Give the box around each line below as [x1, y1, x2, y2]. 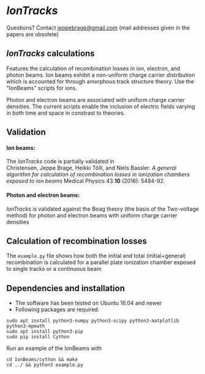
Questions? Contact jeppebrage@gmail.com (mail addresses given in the [6, 24, 190, 31]
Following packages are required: [15, 306, 100, 313]
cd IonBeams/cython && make [6, 357, 78, 363]
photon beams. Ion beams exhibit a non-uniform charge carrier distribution [6, 71, 195, 79]
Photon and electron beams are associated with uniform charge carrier [6, 96, 185, 103]
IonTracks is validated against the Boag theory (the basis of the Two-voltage [6, 205, 199, 212]
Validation [6, 127, 46, 138]
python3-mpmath [6, 323, 45, 329]
